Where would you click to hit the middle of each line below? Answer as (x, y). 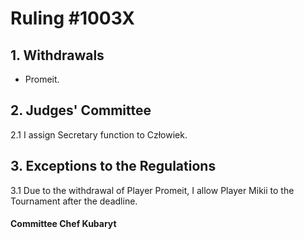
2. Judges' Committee (81, 110)
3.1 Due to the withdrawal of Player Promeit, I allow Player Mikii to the (152, 190)
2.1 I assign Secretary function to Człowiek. (99, 134)
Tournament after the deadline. (74, 201)
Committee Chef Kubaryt (63, 224)
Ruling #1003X (72, 18)
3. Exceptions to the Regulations (113, 166)
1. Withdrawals (57, 55)
